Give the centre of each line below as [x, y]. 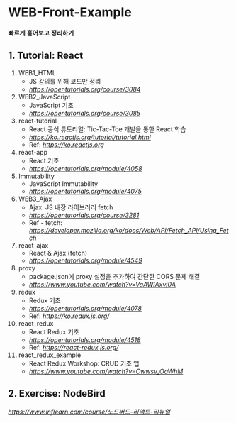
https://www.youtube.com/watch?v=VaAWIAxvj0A [102, 284]
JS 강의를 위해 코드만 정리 [65, 81]
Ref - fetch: [45, 223]
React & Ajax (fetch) [58, 253]
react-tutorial [38, 121]
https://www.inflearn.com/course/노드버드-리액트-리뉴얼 [89, 412]
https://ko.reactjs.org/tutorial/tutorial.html [90, 137]
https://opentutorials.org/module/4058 [85, 168]
